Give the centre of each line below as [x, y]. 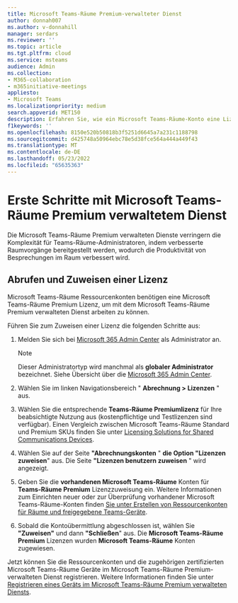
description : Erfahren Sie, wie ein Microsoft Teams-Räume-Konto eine [114, 119]
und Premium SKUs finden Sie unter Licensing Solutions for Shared [115, 432]
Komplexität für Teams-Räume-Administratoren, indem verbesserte [106, 242]
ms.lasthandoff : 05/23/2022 [49, 159]
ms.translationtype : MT [42, 146]
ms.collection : [30, 73]
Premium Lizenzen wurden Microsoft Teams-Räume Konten [106, 540]
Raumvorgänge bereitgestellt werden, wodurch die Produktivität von [107, 250]
